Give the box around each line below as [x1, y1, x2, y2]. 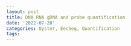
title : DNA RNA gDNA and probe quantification [6, 14, 126, 20]
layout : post [6, 8, 39, 15]
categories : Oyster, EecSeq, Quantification [6, 25, 120, 32]
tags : [6, 31, 20, 37]
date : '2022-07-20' [6, 20, 56, 26]
